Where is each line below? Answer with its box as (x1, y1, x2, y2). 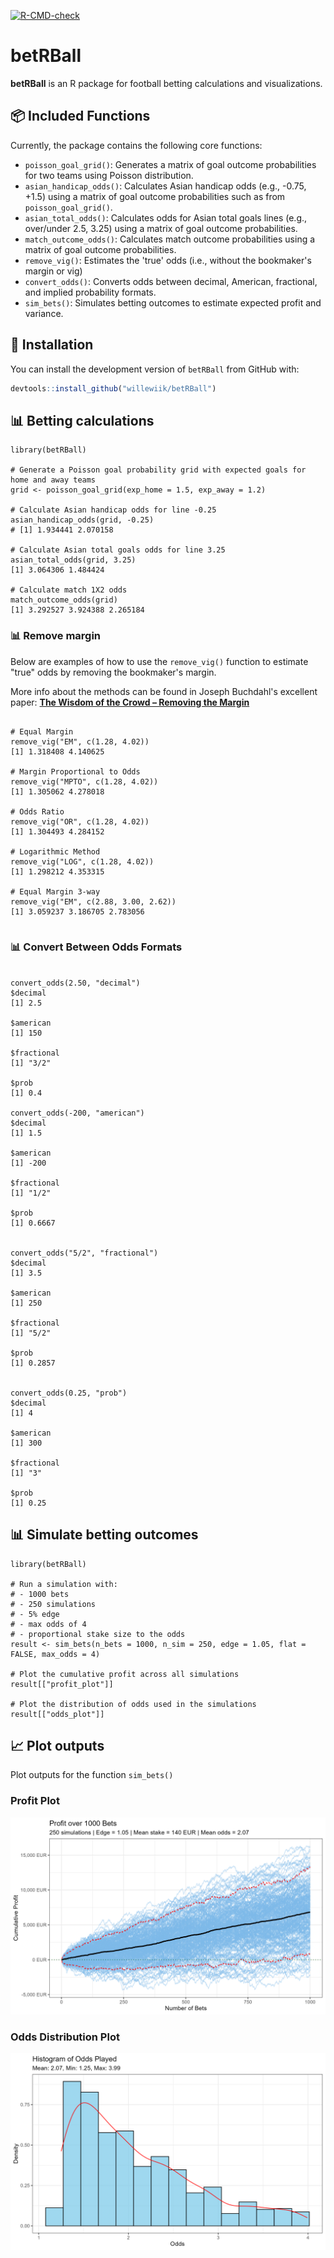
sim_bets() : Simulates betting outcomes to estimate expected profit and (24, 296, 322, 309)
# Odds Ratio (10, 806, 65, 817)
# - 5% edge (10, 1609, 60, 1619)
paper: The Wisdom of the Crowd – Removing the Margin (10, 696, 250, 708)
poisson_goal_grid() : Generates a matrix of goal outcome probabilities (24, 158, 317, 170)
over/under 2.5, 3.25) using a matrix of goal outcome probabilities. (24, 222, 298, 234)
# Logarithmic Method (10, 846, 101, 857)
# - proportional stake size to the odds (10, 1629, 186, 1639)
